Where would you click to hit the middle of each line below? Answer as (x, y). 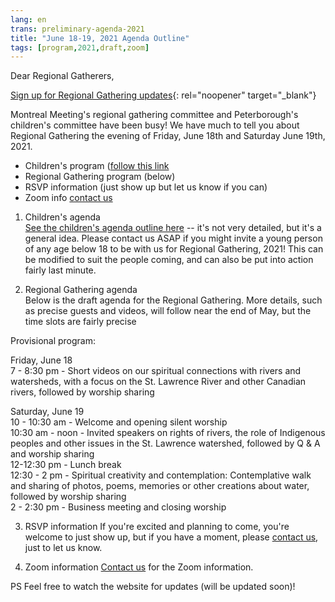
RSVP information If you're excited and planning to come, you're (157, 527)
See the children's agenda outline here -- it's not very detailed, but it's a (173, 228)
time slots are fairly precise (80, 322)
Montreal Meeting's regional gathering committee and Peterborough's (154, 115)
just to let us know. (63, 548)
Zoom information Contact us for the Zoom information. (139, 567)
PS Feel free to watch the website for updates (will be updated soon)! (153, 587)
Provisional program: (53, 341)
